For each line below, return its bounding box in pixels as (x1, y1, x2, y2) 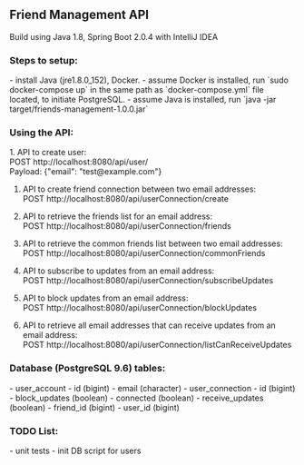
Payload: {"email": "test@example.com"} (9, 166, 162, 177)
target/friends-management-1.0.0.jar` (9, 104, 149, 114)
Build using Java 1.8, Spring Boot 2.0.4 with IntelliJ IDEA (9, 31, 219, 42)
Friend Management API (9, 7, 150, 23)
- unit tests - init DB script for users (9, 445, 142, 456)
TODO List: (9, 424, 59, 437)
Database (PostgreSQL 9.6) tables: (9, 362, 166, 375)
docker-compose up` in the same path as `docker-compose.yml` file (9, 84, 265, 95)
